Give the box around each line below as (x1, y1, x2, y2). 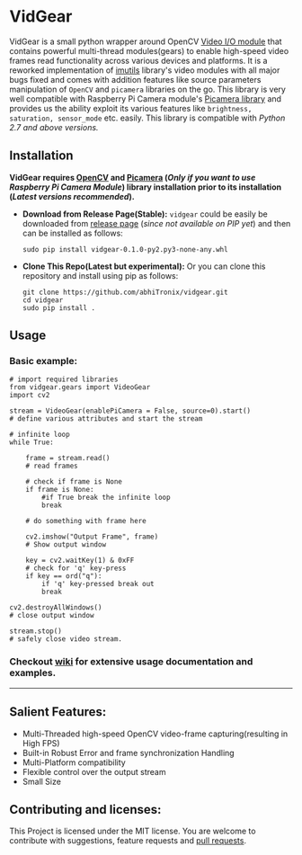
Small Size (22, 776, 61, 787)
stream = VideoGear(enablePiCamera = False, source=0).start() (9, 406, 252, 415)
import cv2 (9, 391, 50, 400)
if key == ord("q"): (25, 572, 102, 581)
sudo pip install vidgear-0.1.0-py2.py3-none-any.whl (22, 245, 228, 254)
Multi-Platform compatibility (22, 757, 126, 768)
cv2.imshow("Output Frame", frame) (25, 532, 159, 541)
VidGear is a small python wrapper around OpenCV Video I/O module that (9, 36, 282, 47)
